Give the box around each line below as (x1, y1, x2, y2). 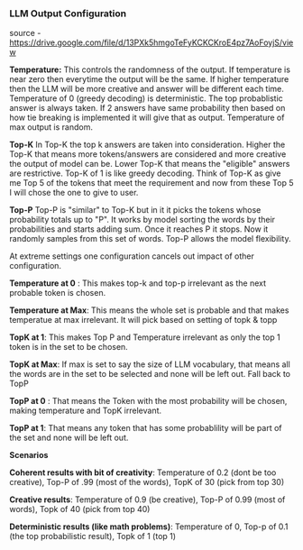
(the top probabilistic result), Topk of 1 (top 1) (9, 531, 177, 542)
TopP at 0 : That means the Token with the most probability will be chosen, (9, 396, 288, 407)
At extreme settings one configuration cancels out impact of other (9, 251, 254, 261)
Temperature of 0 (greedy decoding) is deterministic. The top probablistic (9, 93, 284, 104)
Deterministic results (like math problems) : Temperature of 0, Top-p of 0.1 (9, 521, 289, 532)
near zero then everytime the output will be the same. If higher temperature (9, 74, 289, 85)
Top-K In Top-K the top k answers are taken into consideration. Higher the (9, 139, 286, 151)
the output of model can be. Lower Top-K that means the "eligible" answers (9, 159, 290, 170)
